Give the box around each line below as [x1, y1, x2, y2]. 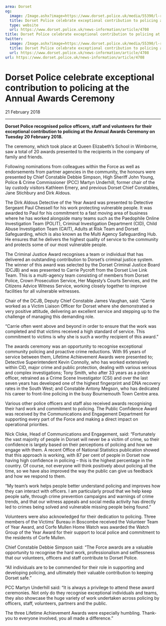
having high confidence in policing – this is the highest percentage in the [5, 457, 153, 463]
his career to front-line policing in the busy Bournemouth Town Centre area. [5, 391, 160, 397]
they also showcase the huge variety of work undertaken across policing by [5, 595, 160, 601]
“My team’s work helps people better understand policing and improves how [5, 483, 161, 489]
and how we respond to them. [5, 473, 66, 479]
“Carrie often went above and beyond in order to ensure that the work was [5, 323, 157, 329]
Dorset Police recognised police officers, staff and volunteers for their [5, 124, 152, 129]
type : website [9, 22, 39, 28]
